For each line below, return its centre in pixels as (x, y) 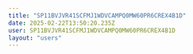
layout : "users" (35, 38)
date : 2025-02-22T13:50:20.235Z (62, 23)
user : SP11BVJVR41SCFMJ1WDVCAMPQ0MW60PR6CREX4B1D (92, 30)
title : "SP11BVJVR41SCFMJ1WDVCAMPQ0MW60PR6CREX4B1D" (97, 15)
